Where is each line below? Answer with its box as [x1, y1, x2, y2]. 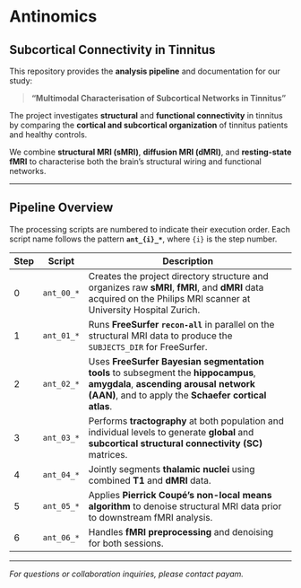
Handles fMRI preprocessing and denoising [88, 525, 274, 538]
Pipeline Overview [9, 200, 114, 215]
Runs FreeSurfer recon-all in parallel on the [88, 318, 275, 330]
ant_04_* [42, 470, 81, 479]
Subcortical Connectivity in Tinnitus [9, 42, 216, 57]
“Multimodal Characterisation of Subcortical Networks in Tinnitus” [30, 92, 287, 103]
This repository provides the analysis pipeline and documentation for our [9, 66, 280, 76]
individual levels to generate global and [88, 426, 254, 438]
